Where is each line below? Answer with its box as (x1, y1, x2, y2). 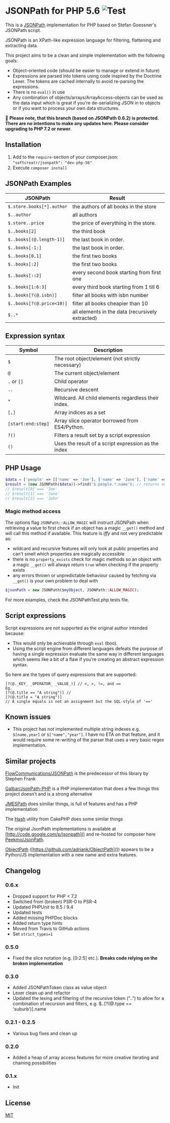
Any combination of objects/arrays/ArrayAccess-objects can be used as (12, 94, 163, 100)
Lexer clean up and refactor (12, 990, 71, 996)
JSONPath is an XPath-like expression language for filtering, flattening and (5, 37, 161, 43)
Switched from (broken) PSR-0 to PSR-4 (12, 899, 97, 905)
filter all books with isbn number (72, 291, 149, 298)
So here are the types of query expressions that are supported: (5, 671, 137, 678)
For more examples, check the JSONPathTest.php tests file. (5, 596, 130, 603)
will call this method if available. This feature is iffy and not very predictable (5, 530, 163, 536)
